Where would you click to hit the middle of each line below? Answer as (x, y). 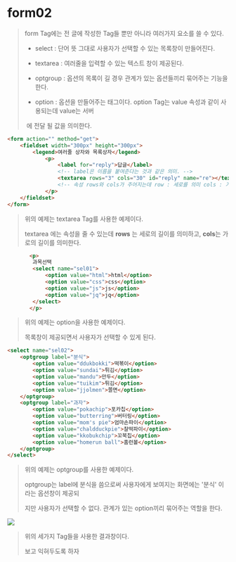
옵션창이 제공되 (58, 493)
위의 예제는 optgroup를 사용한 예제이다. (79, 470)
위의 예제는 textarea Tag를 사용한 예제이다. (84, 219)
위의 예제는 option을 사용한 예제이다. (75, 322)
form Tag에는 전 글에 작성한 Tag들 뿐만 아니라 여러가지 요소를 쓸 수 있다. (124, 33)
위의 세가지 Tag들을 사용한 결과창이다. (77, 537)
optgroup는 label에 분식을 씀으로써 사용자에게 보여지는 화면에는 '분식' (120, 485)
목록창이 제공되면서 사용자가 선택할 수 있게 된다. (90, 337)
